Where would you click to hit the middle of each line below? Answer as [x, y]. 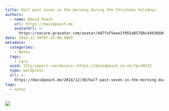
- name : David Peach [31, 19]
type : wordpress [27, 71]
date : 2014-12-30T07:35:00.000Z [39, 38]
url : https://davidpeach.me [44, 24]
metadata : [16, 43]
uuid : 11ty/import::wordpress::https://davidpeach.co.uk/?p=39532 [81, 66]
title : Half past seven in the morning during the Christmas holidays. [82, 10]
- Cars [21, 61]
